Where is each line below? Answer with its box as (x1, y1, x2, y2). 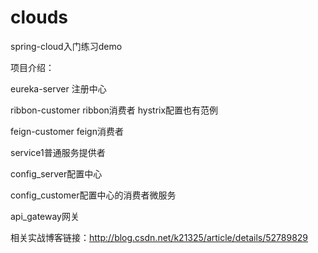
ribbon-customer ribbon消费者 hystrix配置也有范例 (10, 104, 219, 116)
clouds (10, 6, 68, 29)
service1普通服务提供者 (10, 146, 106, 158)
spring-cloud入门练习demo (10, 40, 123, 52)
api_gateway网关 (10, 210, 80, 222)
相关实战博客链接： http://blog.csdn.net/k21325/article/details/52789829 (10, 231, 309, 243)
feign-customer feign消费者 (10, 125, 124, 137)
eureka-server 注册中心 (10, 82, 107, 95)
